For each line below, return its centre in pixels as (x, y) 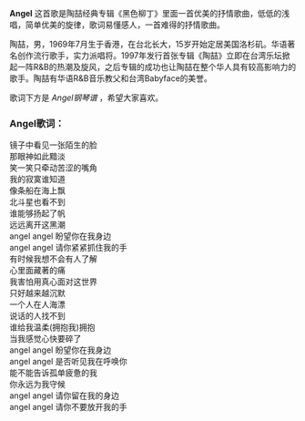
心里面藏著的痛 (37, 271)
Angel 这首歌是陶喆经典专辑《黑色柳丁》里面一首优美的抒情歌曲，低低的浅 (150, 13)
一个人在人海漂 (37, 304)
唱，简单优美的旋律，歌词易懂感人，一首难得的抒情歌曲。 (117, 25)
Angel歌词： (37, 123)
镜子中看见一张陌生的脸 (53, 145)
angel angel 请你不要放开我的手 (68, 407)
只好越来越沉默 (37, 293)
